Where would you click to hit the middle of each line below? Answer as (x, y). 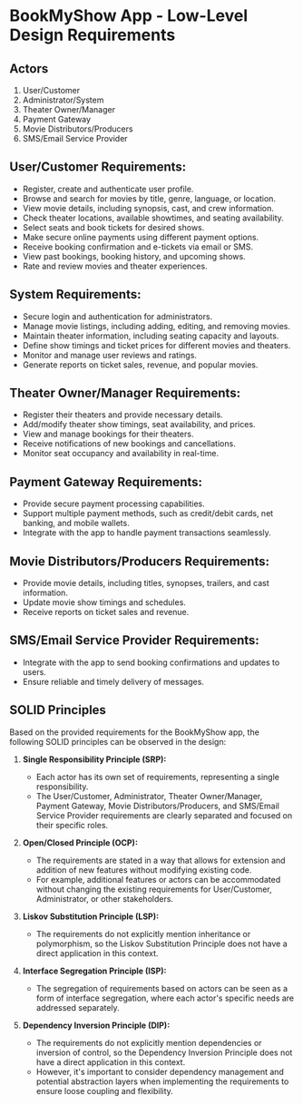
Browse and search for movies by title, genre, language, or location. (149, 198)
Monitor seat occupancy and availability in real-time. (121, 454)
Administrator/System (63, 100)
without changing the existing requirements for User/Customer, (154, 889)
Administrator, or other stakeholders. (105, 898)
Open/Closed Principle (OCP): (80, 842)
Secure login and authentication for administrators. (117, 316)
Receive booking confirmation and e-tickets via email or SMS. (138, 247)
